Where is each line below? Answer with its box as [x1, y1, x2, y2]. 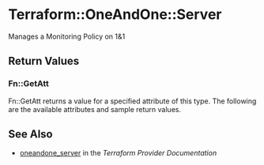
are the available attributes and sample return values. [8, 104, 182, 114]
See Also [8, 128, 53, 141]
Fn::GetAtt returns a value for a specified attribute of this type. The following [8, 96, 257, 106]
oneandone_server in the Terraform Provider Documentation [19, 148, 217, 158]
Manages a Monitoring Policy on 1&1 [8, 32, 126, 41]
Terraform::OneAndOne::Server [8, 6, 222, 24]
